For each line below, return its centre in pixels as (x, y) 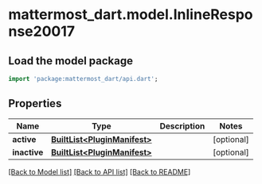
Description (182, 126)
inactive (28, 152)
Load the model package (71, 61)
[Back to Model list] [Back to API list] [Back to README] (100, 171)
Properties (35, 103)
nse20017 (42, 31)
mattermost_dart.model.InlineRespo (131, 15)
